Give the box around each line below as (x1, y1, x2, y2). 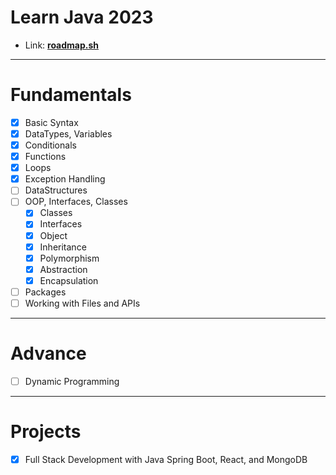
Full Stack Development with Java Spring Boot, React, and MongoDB (24, 453, 308, 465)
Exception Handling (24, 173, 106, 185)
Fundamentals (10, 84, 132, 106)
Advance (10, 342, 87, 365)
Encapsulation (39, 274, 99, 286)
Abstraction (39, 263, 88, 275)
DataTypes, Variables (24, 127, 113, 140)
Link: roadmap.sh (24, 39, 100, 51)
